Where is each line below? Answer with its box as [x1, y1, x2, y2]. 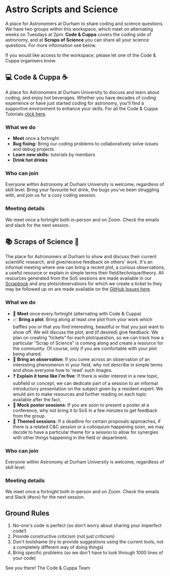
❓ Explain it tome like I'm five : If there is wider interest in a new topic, [12, 373, 159, 379]
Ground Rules [5, 509, 50, 517]
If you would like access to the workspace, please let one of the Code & [5, 52, 156, 58]
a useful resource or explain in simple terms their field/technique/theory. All [5, 270, 164, 276]
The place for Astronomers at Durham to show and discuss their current [5, 254, 157, 260]
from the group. [12, 412, 46, 419]
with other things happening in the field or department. [12, 434, 128, 441]
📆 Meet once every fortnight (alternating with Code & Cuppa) [12, 310, 141, 316]
